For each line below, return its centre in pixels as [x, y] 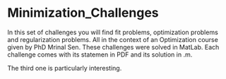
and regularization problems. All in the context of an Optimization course [113, 39]
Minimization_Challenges [83, 13]
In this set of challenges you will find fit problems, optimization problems [113, 32]
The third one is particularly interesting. [65, 68]
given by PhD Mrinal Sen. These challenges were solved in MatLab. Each [113, 47]
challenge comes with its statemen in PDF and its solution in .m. [100, 55]
